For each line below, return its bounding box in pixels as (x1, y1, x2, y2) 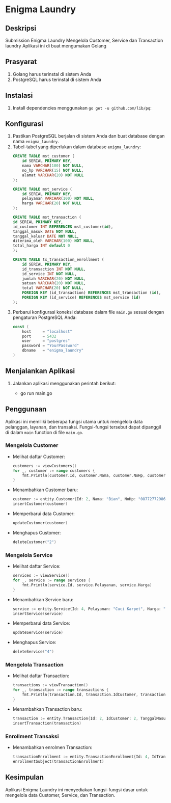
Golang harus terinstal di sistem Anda (12, 71, 92, 77)
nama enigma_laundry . (12, 139, 60, 145)
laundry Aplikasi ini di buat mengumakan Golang (5, 43, 107, 49)
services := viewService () (12, 573, 70, 578)
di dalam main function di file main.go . (5, 429, 83, 435)
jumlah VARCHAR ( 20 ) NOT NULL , (22, 276, 86, 281)
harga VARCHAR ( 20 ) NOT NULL (22, 201, 81, 206)
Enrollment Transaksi (5, 733, 59, 740)
